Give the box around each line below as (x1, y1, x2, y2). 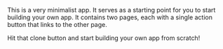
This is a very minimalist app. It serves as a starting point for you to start (7, 6, 216, 14)
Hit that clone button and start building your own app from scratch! (7, 34, 201, 42)
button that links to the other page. (7, 21, 107, 28)
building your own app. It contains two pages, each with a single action (7, 13, 212, 21)
